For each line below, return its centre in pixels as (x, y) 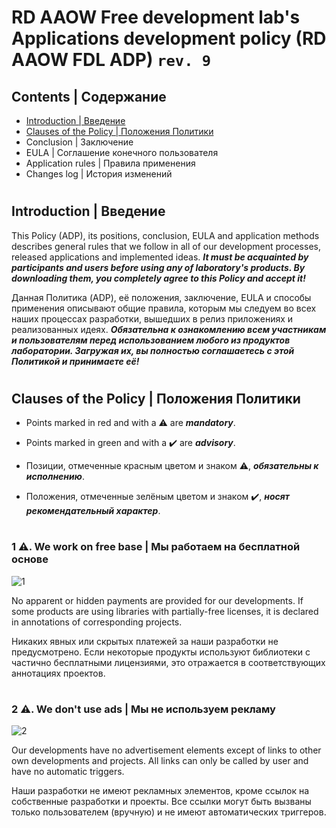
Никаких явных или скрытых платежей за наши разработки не (145, 641)
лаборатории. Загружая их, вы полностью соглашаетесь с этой (153, 350)
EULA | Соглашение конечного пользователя (122, 152)
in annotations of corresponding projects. (97, 622)
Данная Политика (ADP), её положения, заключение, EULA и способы (161, 297)
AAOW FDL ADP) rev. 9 (111, 60)
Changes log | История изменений (99, 174)
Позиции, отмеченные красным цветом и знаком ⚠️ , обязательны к (172, 466)
